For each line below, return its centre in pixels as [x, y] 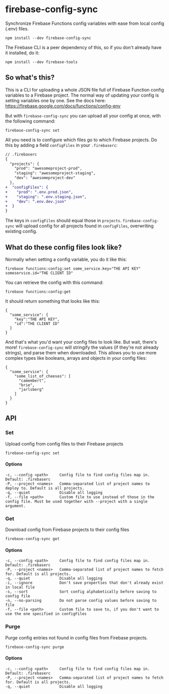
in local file [20, 587]
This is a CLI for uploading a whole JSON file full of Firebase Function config [85, 90]
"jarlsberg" [31, 389]
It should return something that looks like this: [53, 301]
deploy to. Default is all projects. [45, 488]
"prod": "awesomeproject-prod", [48, 169]
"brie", [27, 385]
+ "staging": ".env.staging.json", [46, 197]
